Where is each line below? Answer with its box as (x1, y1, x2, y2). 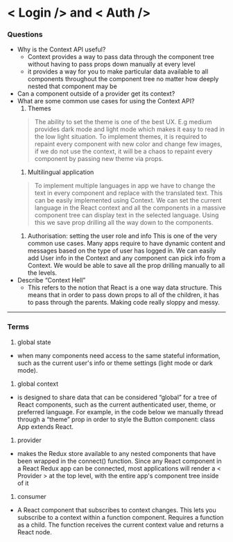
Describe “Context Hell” (17, 276, 86, 285)
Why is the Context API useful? (17, 45, 106, 53)
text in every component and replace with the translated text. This (34, 189, 223, 197)
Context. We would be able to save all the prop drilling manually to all (27, 262, 225, 270)
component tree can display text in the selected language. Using (34, 211, 219, 219)
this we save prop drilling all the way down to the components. (34, 219, 214, 227)
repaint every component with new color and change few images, (34, 140, 223, 149)
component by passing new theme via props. (34, 155, 164, 163)
